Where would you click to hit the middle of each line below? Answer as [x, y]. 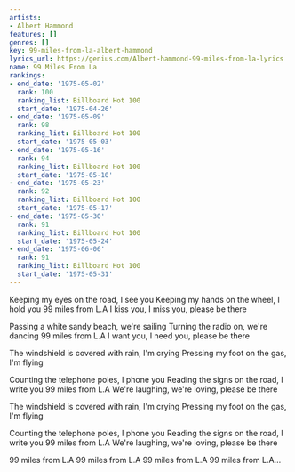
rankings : [28, 76]
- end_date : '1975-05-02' [57, 84]
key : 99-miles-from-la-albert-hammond [81, 51]
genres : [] [29, 42]
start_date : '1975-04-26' [65, 109]
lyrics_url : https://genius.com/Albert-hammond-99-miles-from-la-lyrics [147, 59]
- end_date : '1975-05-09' [57, 117]
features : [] [33, 34]
